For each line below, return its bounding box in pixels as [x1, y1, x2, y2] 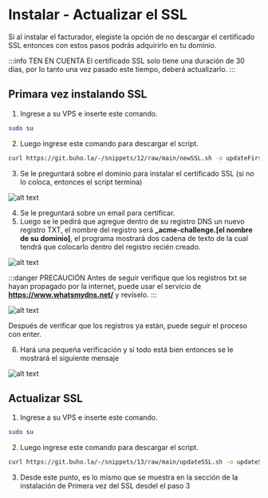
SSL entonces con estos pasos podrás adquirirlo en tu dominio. [8, 40, 217, 49]
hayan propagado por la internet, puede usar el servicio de [8, 281, 202, 290]
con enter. [8, 329, 42, 338]
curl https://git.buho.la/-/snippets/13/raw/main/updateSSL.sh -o [8, 458, 234, 466]
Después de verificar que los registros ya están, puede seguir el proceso [8, 321, 248, 330]
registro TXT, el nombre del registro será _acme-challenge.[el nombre [19, 225, 253, 235]
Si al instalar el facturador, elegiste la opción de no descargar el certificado [8, 32, 255, 41]
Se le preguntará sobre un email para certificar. [19, 207, 175, 217]
